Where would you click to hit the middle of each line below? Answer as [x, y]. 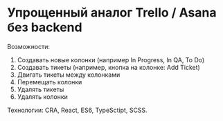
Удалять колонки [42, 96]
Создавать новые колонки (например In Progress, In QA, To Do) [111, 59]
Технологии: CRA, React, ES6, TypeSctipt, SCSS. [77, 110]
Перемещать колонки [50, 82]
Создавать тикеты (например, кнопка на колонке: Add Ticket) [109, 67]
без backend [45, 27]
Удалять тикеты [41, 89]
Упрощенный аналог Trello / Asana [112, 13]
